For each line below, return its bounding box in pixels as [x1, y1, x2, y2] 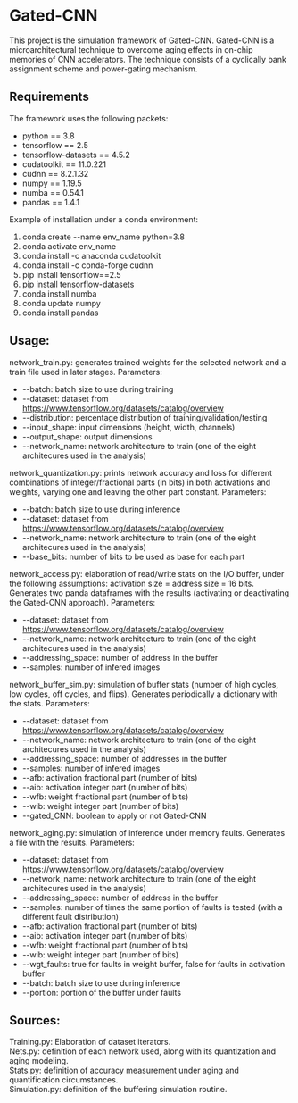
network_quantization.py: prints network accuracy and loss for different [9, 467, 272, 478]
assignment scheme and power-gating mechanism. [9, 63, 198, 74]
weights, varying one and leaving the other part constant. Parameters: [9, 486, 267, 497]
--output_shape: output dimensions [21, 430, 153, 442]
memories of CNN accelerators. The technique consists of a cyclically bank [9, 54, 287, 64]
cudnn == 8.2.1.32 [21, 168, 89, 179]
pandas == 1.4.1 [21, 196, 80, 207]
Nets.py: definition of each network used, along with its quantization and [9, 1046, 277, 1057]
